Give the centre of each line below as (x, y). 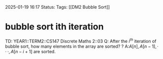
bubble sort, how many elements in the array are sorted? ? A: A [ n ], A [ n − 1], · (82, 46)
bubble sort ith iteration (54, 27)
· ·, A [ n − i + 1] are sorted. (30, 51)
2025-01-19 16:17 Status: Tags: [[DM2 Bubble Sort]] (58, 7)
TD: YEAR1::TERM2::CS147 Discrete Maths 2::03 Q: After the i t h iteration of (81, 40)
